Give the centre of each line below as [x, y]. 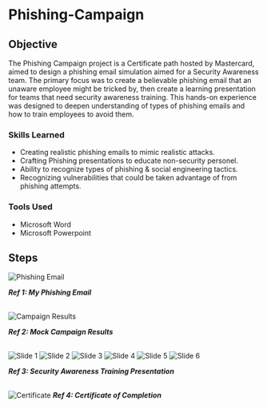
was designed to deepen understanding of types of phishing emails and [127, 106]
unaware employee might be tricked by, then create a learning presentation [132, 89]
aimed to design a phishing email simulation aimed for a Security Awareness [133, 72]
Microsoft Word [46, 224]
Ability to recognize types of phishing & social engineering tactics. [129, 169]
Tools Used [31, 207]
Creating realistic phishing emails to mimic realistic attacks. [118, 153]
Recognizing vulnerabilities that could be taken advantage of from [128, 178]
